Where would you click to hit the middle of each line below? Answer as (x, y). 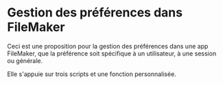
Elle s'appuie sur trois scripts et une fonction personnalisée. (92, 74)
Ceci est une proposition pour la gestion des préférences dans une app (108, 46)
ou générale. (25, 60)
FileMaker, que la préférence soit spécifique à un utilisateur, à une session (112, 53)
